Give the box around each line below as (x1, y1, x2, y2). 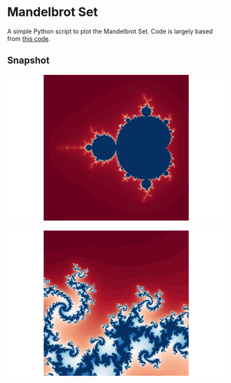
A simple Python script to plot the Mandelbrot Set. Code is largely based (7, 27, 213, 35)
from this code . (7, 34, 50, 42)
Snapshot (7, 55, 50, 67)
